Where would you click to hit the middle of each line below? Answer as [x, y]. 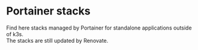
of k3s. [15, 34]
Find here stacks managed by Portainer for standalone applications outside [99, 28]
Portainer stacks [49, 11]
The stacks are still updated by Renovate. [57, 40]
